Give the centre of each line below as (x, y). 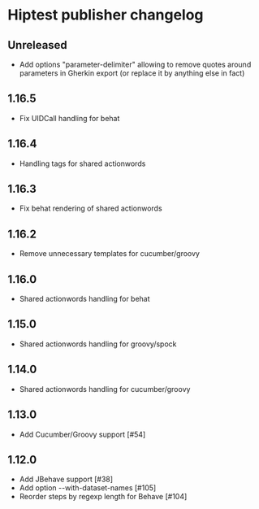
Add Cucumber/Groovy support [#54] (82, 434)
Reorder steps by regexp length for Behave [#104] (103, 497)
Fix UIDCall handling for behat (69, 118)
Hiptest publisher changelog (106, 15)
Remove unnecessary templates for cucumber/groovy (110, 254)
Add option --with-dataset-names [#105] (88, 488)
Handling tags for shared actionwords (82, 163)
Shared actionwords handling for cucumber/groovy (105, 389)
